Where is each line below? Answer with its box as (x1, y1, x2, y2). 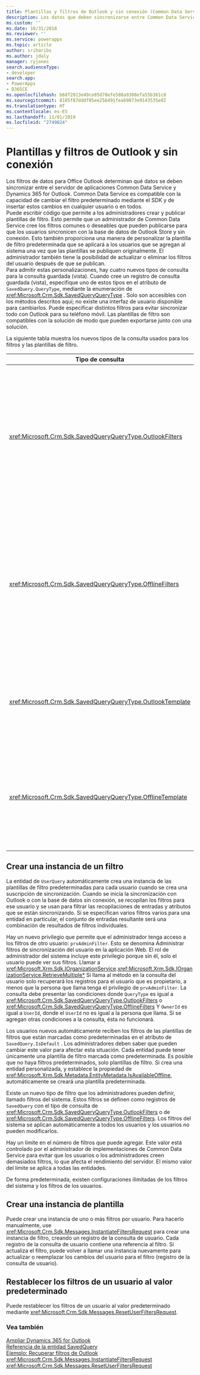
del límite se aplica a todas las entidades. (6, 1164, 107, 1171)
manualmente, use (6, 1221, 52, 1228)
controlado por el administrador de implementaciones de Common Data (6, 1145, 182, 1152)
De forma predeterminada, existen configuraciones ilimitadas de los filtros (6, 1175, 188, 1183)
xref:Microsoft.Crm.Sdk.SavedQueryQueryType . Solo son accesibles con (6, 291, 186, 299)
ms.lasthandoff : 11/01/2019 (6, 114, 76, 120)
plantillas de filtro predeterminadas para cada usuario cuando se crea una (6, 883, 187, 891)
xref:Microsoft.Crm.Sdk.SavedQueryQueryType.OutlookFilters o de (6, 1108, 170, 1115)
